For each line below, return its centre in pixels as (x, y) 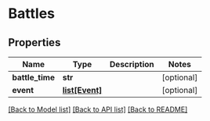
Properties (34, 43)
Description (132, 64)
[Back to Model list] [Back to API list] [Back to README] (98, 109)
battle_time (33, 77)
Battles (32, 14)
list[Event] (82, 90)
